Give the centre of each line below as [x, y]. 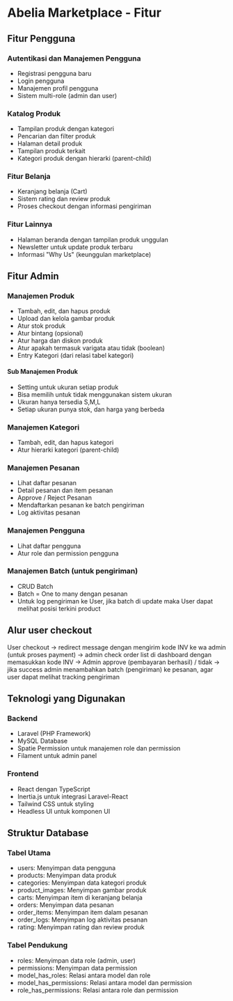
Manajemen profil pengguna [58, 88]
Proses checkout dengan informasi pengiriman [84, 206]
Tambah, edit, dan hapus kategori [65, 442]
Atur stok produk [41, 326]
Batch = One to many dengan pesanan [72, 594]
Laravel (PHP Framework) [54, 734]
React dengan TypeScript [54, 789]
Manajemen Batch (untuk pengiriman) [73, 571]
